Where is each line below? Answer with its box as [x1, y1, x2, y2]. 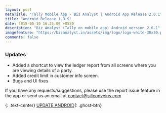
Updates [5, 51, 26, 58]
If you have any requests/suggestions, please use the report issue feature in [5, 87, 160, 94]
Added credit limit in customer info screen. [12, 73, 99, 79]
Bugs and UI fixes [12, 78, 48, 84]
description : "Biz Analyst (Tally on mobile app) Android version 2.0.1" [5, 26, 161, 31]
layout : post [5, 7, 32, 12]
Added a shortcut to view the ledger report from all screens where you [12, 62, 156, 68]
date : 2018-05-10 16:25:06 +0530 [5, 21, 74, 26]
